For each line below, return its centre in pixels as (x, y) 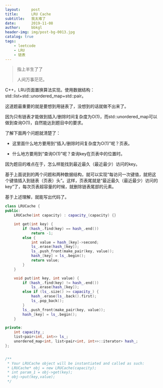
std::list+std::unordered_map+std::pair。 (45, 96)
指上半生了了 (30, 69)
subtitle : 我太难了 (26, 18)
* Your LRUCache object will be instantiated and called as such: (76, 363)
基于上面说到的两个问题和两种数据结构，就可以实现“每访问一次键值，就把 (79, 175)
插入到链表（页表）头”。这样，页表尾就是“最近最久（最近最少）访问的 (88, 181)
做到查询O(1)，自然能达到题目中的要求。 (45, 123)
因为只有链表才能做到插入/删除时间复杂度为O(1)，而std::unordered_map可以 (81, 117)
